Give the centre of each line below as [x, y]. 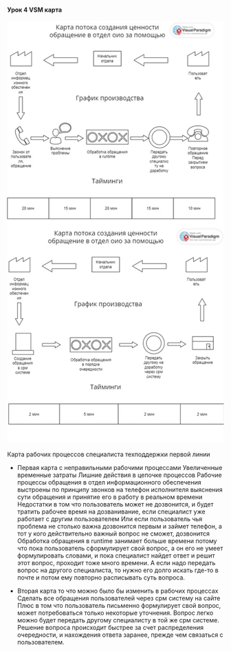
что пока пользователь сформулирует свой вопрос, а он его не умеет [120, 548]
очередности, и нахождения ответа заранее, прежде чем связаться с [120, 635]
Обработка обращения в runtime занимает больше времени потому [117, 540]
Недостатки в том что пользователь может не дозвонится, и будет [115, 504]
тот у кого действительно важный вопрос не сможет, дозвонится [113, 533]
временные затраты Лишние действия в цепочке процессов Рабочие [119, 475]
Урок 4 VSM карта [35, 10]
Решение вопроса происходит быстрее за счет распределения [110, 627]
